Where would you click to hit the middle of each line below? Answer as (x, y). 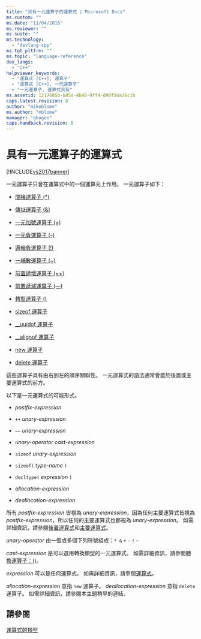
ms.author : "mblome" (32, 112)
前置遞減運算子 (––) (39, 286)
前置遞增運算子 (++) (40, 273)
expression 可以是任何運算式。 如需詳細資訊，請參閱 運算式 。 (82, 574)
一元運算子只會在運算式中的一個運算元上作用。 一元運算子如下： (86, 184)
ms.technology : (25, 40)
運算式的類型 (22, 629)
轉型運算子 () (31, 299)
